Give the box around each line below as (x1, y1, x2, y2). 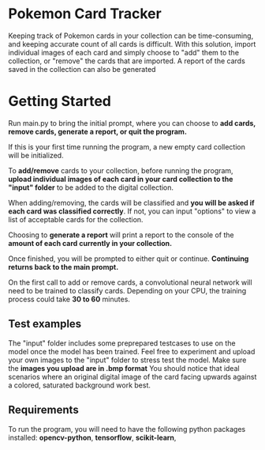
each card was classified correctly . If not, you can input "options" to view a (8, 206, 256, 216)
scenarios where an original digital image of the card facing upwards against (8, 372, 257, 381)
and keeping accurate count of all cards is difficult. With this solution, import (8, 39, 256, 48)
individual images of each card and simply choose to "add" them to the (8, 47, 239, 57)
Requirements (8, 403, 79, 417)
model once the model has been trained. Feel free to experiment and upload (8, 346, 256, 356)
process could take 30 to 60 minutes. (8, 294, 130, 304)
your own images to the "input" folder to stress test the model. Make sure (8, 355, 247, 365)
